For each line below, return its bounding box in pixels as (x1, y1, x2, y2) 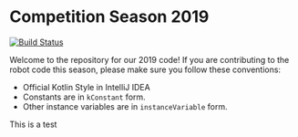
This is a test (9, 119, 57, 130)
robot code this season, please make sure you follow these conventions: (9, 64, 281, 75)
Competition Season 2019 (9, 6, 210, 27)
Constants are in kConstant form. (22, 91, 146, 102)
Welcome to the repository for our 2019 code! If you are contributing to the (9, 54, 290, 65)
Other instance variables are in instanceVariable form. (22, 100, 228, 111)
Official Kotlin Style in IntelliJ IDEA (22, 81, 150, 92)
